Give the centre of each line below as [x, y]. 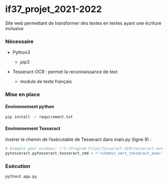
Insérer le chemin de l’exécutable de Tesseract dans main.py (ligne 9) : [78, 139]
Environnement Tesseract [33, 128]
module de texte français [46, 82]
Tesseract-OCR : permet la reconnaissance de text [65, 72]
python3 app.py [21, 176]
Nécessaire [19, 41]
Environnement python [30, 106]
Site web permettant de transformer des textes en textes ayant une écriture [83, 23]
